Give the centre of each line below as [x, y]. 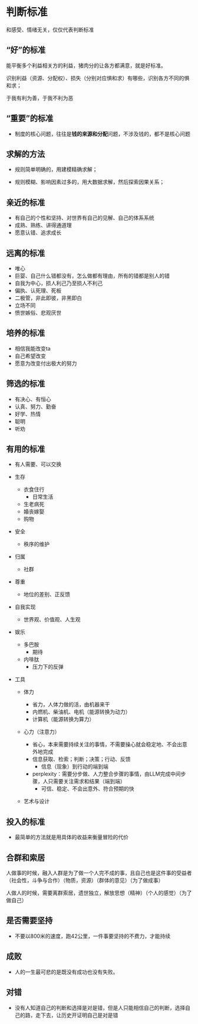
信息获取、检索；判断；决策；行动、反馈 [81, 759]
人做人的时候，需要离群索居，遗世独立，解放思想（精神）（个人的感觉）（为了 [99, 893]
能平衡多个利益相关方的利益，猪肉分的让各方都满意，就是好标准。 [86, 65]
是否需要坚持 [29, 921]
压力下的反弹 [48, 667]
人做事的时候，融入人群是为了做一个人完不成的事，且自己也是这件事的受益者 [99, 873]
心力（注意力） [42, 732]
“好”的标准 [26, 50]
